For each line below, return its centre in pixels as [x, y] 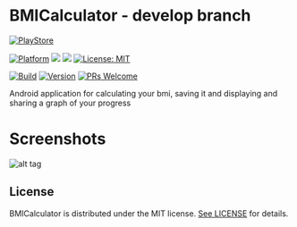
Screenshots [58, 139]
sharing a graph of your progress [70, 103]
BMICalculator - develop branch [130, 16]
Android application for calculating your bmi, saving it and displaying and [144, 93]
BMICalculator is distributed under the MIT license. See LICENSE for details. [149, 213]
